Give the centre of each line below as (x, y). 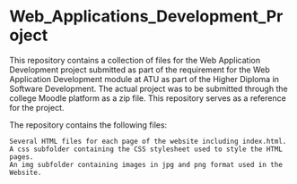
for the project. (37, 107)
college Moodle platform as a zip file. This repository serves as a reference (148, 98)
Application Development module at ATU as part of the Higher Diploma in (144, 79)
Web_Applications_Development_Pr (146, 17)
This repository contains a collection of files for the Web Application (135, 60)
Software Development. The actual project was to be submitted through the (149, 88)
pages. (22, 157)
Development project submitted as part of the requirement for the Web (140, 70)
